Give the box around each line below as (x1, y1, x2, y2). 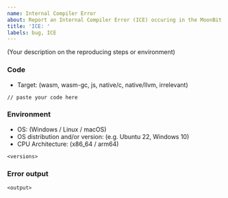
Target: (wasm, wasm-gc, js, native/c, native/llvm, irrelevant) (16, 80, 188, 89)
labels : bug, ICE (7, 29, 57, 36)
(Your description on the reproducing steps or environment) (7, 48, 176, 56)
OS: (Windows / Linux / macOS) (16, 125, 107, 134)
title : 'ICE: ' (7, 23, 51, 29)
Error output (7, 169, 49, 178)
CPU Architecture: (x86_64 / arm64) (16, 140, 119, 148)
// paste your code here (7, 94, 78, 101)
